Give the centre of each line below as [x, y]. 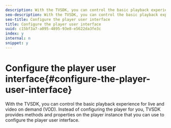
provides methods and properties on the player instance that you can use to [85, 114]
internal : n [18, 39]
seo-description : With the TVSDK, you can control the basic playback [82, 15]
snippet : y [17, 43]
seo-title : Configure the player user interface [58, 19]
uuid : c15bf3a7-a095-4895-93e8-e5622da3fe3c [53, 29]
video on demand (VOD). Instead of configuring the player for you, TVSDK [83, 109]
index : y [15, 34]
